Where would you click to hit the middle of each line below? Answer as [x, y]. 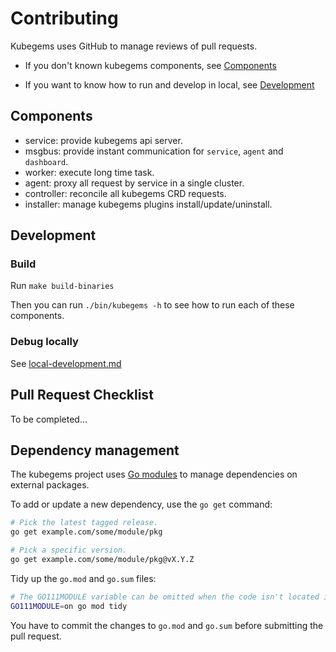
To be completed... [49, 419]
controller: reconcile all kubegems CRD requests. [125, 193]
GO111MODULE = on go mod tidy [69, 606]
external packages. [50, 485]
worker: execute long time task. [89, 172]
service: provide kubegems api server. [103, 140]
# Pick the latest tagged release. [84, 523]
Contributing [64, 18]
